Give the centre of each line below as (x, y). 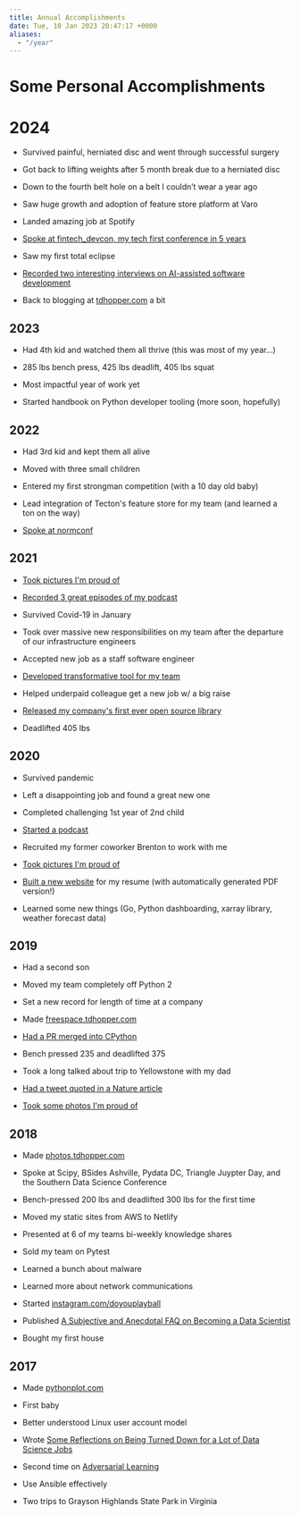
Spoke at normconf (58, 530)
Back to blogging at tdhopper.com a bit (94, 300)
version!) (38, 891)
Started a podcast (55, 829)
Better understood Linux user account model (104, 1423)
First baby (41, 1405)
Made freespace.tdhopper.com (79, 1019)
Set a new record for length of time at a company (112, 1002)
